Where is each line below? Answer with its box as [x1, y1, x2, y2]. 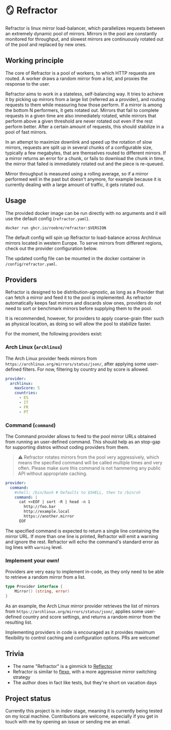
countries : [14, 390, 38, 396]
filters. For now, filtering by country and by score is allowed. [23, 366, 149, 372]
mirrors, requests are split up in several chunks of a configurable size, [5, 144, 153, 150]
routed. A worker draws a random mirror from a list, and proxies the [5, 75, 148, 82]
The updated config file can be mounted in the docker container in [5, 255, 145, 261]
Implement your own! [5, 557, 60, 564]
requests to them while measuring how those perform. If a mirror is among [5, 102, 162, 108]
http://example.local [24, 509, 70, 514]
